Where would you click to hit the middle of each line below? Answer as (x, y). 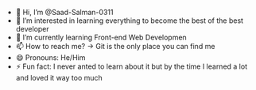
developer (32, 29)
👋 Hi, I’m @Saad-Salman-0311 (64, 12)
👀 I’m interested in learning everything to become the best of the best (130, 21)
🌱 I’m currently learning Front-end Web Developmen (101, 37)
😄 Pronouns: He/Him (50, 58)
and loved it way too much (59, 78)
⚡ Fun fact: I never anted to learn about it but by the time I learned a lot (132, 66)
